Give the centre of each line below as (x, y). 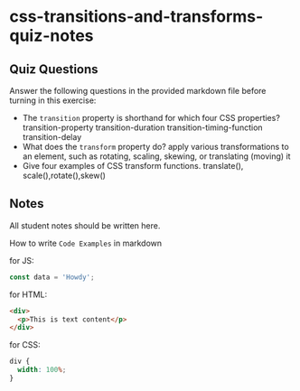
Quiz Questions (54, 69)
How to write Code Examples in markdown (86, 243)
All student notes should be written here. (85, 225)
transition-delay (52, 137)
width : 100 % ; (42, 370)
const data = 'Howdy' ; (52, 277)
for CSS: (25, 345)
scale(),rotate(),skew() (64, 175)
